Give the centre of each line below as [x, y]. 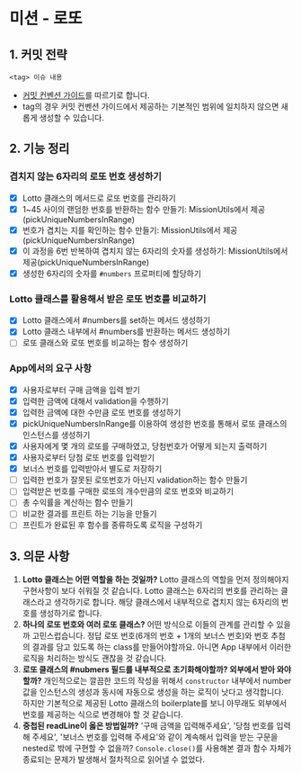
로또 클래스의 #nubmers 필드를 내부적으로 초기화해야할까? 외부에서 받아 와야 [157, 670]
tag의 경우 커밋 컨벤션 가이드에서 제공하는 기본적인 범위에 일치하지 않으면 [150, 106]
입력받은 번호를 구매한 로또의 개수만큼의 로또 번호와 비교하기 [128, 491]
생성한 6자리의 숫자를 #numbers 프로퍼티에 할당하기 [112, 273]
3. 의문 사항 [40, 556]
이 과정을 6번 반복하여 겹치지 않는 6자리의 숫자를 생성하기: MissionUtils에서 [155, 251]
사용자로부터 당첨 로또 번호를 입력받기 [89, 458]
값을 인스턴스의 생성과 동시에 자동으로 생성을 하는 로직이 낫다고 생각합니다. [153, 692]
